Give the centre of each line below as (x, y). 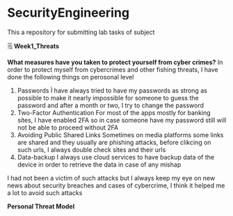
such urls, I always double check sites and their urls (91, 149)
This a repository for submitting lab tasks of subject (81, 32)
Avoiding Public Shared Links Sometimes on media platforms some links (120, 134)
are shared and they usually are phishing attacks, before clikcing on (114, 142)
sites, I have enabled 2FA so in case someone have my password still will (122, 120)
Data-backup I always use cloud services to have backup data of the (115, 157)
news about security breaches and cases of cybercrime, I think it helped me (116, 185)
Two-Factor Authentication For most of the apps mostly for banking (114, 112)
